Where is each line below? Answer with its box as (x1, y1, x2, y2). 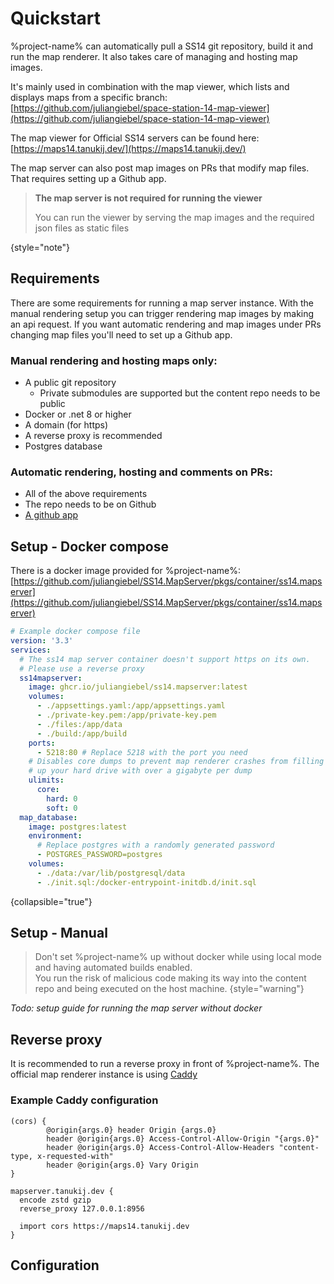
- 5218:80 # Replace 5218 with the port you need (36, 747, 248, 757)
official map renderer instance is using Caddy (10, 1068, 198, 1081)
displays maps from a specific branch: (10, 91, 168, 103)
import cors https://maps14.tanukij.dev (19, 1221, 190, 1231)
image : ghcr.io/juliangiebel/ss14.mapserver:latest (28, 682, 248, 692)
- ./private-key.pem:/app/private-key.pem (36, 710, 217, 721)
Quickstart (10, 7, 102, 30)
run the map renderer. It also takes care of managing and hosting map (10, 50, 298, 62)
